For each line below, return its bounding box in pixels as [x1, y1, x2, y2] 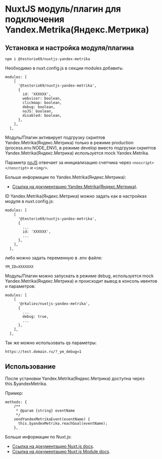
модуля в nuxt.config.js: [5, 198, 54, 204]
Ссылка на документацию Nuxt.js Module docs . [12, 448, 110, 454]
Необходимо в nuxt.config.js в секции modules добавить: [5, 65, 124, 71]
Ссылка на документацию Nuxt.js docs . [12, 443, 94, 449]
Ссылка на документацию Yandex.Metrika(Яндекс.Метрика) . [12, 184, 138, 189]
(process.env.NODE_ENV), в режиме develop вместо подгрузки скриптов [5, 145, 157, 151]
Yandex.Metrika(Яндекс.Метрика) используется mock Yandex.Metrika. [5, 150, 149, 156]
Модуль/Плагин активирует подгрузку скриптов [5, 134, 106, 140]
